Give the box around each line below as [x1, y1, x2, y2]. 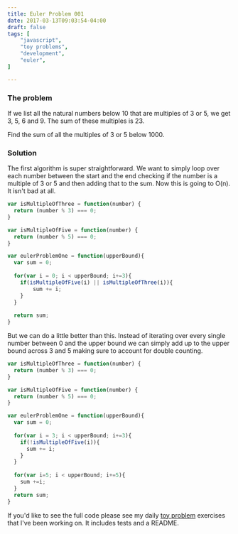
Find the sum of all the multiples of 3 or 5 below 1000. [7, 130, 165, 138]
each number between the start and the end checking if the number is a [7, 172, 218, 180]
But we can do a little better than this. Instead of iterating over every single [7, 332, 226, 340]
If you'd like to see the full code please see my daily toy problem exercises [7, 511, 226, 519]
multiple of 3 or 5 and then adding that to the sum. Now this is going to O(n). [7, 179, 231, 188]
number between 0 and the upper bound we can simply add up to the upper [7, 339, 229, 348]
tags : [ [7, 30, 31, 38]
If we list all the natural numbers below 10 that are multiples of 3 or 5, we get [7, 109, 231, 117]
